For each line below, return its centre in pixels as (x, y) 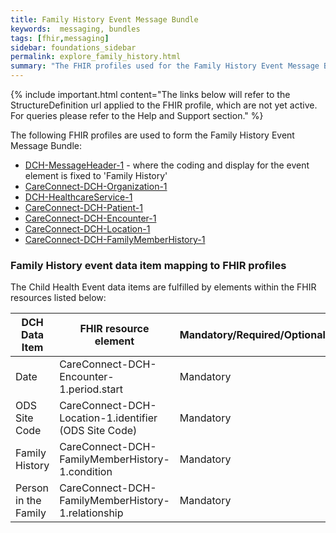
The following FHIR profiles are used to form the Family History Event (152, 135)
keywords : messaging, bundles (75, 29)
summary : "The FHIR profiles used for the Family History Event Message (165, 66)
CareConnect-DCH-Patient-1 (83, 207)
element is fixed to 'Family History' (96, 175)
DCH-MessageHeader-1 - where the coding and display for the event (167, 165)
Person (32, 488)
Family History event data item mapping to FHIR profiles (148, 265)
